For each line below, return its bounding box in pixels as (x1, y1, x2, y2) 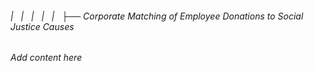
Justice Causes (10, 20, 75, 32)
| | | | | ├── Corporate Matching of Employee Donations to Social (10, 10, 304, 22)
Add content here (10, 52, 83, 64)
